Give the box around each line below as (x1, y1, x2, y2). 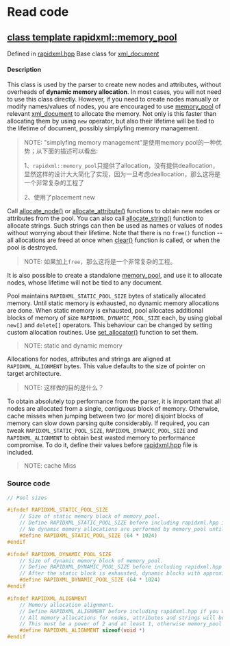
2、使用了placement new (23, 193, 96, 202)
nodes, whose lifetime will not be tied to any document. (7, 278, 163, 287)
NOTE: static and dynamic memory (23, 342, 123, 350)
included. (7, 448, 34, 457)
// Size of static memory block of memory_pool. (19, 513, 161, 520)
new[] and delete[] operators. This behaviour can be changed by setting (7, 321, 212, 329)
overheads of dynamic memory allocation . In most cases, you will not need (7, 88, 222, 96)
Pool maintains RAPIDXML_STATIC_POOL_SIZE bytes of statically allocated (7, 292, 206, 300)
